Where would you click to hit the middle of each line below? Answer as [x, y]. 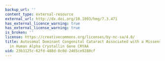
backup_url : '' [21, 10]
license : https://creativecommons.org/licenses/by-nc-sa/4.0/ [70, 37]
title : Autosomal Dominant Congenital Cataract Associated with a [74, 42]
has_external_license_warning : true [42, 28]
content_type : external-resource [39, 14]
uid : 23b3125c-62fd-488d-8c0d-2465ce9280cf [50, 51]
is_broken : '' [20, 32]
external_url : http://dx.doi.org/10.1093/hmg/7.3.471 [61, 19]
